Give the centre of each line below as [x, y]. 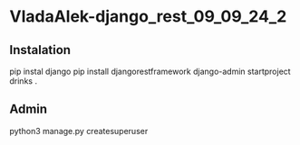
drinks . [24, 81]
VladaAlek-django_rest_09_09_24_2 [148, 17]
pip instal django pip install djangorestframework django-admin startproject [150, 71]
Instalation [40, 50]
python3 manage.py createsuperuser [79, 131]
